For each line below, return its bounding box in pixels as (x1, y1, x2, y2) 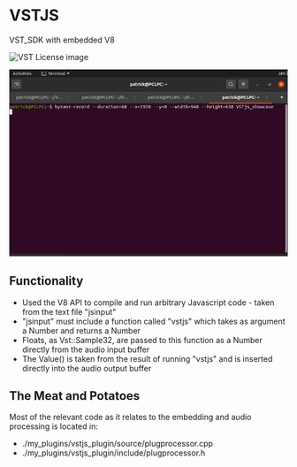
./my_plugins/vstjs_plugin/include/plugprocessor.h (21, 448, 206, 458)
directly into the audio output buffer (21, 363, 152, 373)
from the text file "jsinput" (21, 306, 117, 317)
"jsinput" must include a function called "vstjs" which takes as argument (21, 316, 286, 326)
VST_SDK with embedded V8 (9, 34, 115, 45)
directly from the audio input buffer (21, 344, 150, 355)
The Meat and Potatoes (9, 388, 141, 403)
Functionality (9, 273, 84, 288)
